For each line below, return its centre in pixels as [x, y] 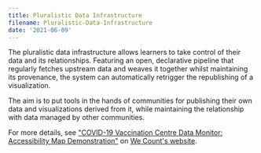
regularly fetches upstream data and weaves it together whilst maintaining [128, 69]
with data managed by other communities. [77, 118]
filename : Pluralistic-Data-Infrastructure [81, 23]
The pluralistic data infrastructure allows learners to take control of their [125, 53]
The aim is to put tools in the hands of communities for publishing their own [130, 101]
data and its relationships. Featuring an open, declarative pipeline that [121, 60]
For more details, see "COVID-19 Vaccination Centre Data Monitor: [115, 133]
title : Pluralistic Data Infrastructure [75, 15]
